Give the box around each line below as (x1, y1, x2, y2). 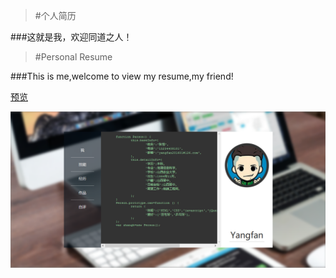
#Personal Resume (34, 51, 113, 63)
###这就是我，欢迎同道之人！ (10, 31, 133, 43)
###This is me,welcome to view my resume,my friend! (10, 70, 234, 82)
